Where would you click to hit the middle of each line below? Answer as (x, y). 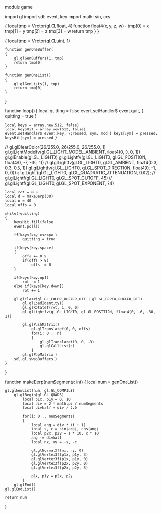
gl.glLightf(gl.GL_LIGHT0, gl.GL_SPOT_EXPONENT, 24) (60, 183)
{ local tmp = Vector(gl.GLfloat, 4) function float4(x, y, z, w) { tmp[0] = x (77, 26)
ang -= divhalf (46, 438)
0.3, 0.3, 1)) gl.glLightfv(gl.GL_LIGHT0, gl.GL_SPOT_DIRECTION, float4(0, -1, (81, 168)
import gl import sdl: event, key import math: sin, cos (58, 16)
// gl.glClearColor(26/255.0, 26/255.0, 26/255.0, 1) (55, 147)
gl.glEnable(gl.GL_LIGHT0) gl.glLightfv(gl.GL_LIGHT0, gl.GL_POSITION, (76, 157)
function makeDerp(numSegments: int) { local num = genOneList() (72, 382)
